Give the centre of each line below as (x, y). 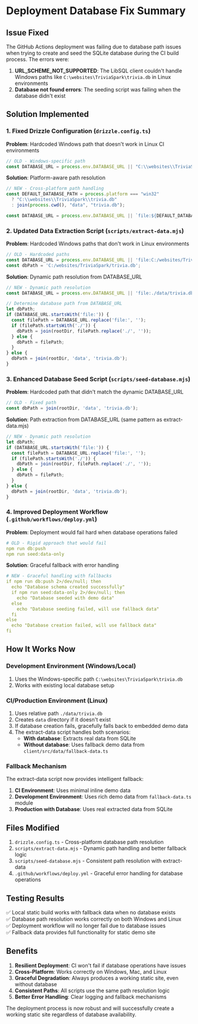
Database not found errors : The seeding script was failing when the (98, 89)
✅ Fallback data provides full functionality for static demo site (81, 932)
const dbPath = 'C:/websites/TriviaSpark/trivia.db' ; (74, 265)
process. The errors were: (38, 59)
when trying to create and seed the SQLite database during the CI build (93, 53)
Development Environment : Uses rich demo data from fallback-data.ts (103, 797)
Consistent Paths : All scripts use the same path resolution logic (92, 990)
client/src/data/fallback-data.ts (66, 751)
